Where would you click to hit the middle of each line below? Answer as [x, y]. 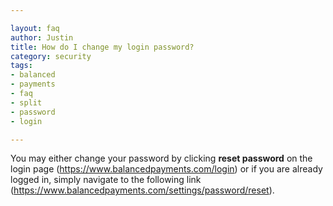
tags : [21, 66]
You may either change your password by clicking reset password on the [161, 158]
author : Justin [42, 37]
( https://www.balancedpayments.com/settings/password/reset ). [142, 190]
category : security [51, 56]
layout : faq [35, 28]
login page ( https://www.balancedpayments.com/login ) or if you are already [166, 169]
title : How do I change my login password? [102, 47]
